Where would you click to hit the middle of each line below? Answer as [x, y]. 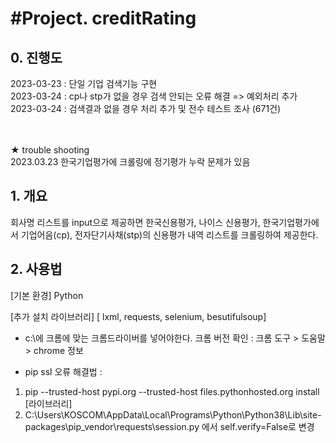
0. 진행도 [36, 57]
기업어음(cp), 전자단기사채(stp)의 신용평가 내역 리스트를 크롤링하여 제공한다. [169, 234]
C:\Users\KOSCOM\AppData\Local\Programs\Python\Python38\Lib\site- [173, 414]
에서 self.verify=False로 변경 [258, 426]
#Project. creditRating [103, 18]
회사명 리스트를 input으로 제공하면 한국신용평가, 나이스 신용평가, [135, 222]
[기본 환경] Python [47, 295]
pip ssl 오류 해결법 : [63, 371]
